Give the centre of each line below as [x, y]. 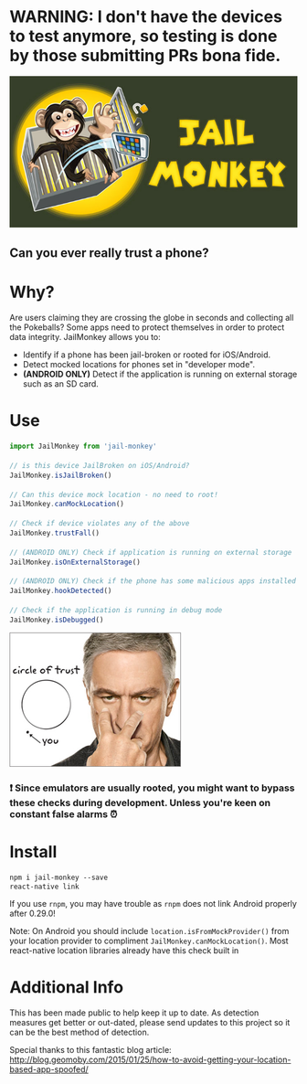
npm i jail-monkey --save [58, 877]
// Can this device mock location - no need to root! [114, 494]
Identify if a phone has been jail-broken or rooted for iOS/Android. [147, 355]
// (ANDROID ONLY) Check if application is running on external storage [151, 552]
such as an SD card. [60, 384]
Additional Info [67, 987]
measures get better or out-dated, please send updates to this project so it [150, 1022]
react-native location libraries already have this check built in [124, 950]
